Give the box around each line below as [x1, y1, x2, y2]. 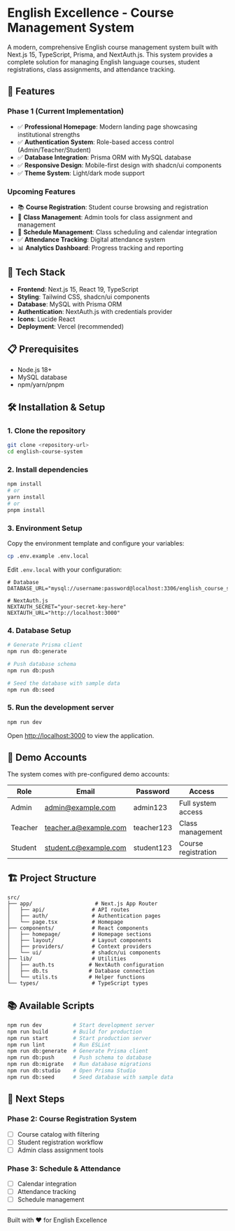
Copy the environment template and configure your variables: [7, 539, 185, 547]
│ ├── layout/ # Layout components [7, 937, 152, 944]
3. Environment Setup [7, 523, 83, 533]
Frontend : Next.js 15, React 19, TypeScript [17, 285, 138, 293]
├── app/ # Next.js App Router [7, 900, 158, 907]
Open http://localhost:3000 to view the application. [7, 731, 155, 739]
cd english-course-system [7, 448, 83, 455]
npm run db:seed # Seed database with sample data [7, 1074, 173, 1081]
